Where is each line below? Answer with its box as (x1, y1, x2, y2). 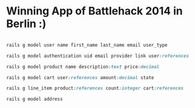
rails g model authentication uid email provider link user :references (6, 53, 189, 59)
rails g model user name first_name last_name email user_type (6, 42, 168, 48)
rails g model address (6, 96, 63, 103)
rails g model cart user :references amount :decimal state (6, 74, 154, 80)
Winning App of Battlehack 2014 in (6, 4, 183, 18)
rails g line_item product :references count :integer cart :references (6, 85, 184, 91)
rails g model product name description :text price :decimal (6, 64, 160, 70)
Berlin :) (6, 17, 47, 31)
